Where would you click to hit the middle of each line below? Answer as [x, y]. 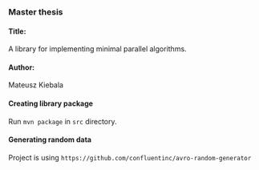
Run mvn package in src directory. [63, 121]
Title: [17, 31]
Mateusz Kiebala [36, 85]
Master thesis [36, 12]
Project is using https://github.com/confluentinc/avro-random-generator [130, 157]
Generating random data [50, 140]
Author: [22, 67]
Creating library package [51, 103]
